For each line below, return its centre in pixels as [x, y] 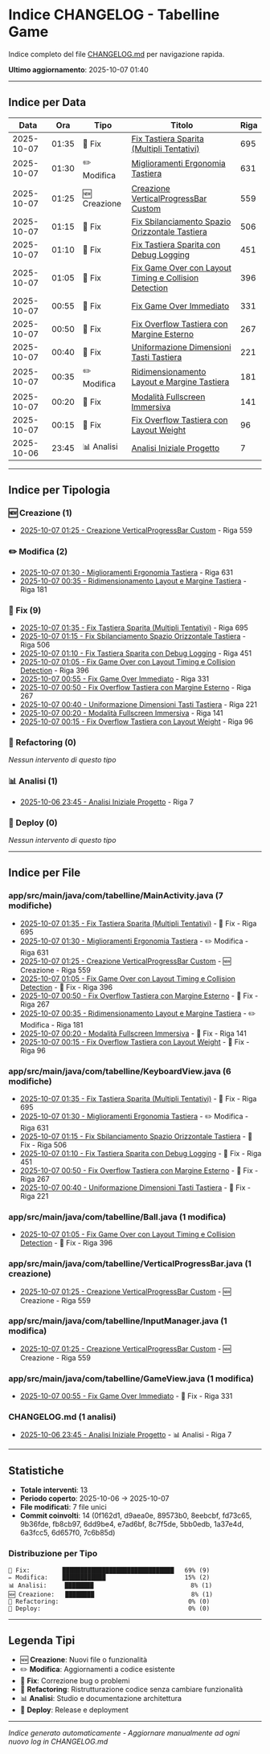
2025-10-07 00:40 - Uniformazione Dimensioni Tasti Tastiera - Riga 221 [139, 705]
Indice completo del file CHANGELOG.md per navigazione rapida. [117, 54]
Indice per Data [47, 102]
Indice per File [45, 873]
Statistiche [36, 1471]
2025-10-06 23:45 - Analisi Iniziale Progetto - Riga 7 [107, 802]
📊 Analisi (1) [33, 781]
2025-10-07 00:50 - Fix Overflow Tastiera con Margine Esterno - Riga [135, 688]
